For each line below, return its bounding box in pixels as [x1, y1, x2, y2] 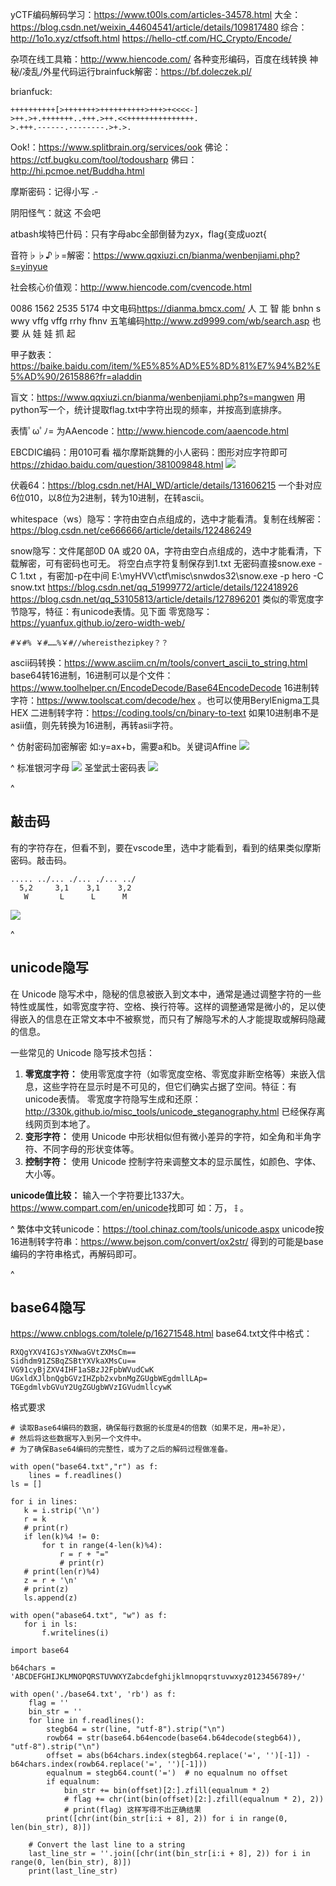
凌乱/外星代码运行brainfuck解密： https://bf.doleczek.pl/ [22, 66, 252, 77]
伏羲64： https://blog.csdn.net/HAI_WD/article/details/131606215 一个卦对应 [10, 479, 323, 491]
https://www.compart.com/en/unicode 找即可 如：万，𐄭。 [10, 1201, 250, 1213]
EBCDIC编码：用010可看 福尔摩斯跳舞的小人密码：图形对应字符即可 [10, 446, 288, 458]
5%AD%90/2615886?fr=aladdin [10, 371, 143, 382]
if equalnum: [46, 1777, 101, 1787]
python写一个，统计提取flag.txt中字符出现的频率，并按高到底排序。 [10, 404, 288, 415]
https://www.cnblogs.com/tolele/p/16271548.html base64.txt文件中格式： [10, 1328, 313, 1340]
